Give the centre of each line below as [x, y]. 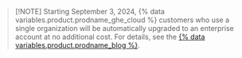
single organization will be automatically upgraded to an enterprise [124, 28]
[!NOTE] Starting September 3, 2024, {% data [90, 12]
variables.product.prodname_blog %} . [77, 45]
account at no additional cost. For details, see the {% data [110, 37]
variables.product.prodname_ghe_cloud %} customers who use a [122, 20]
